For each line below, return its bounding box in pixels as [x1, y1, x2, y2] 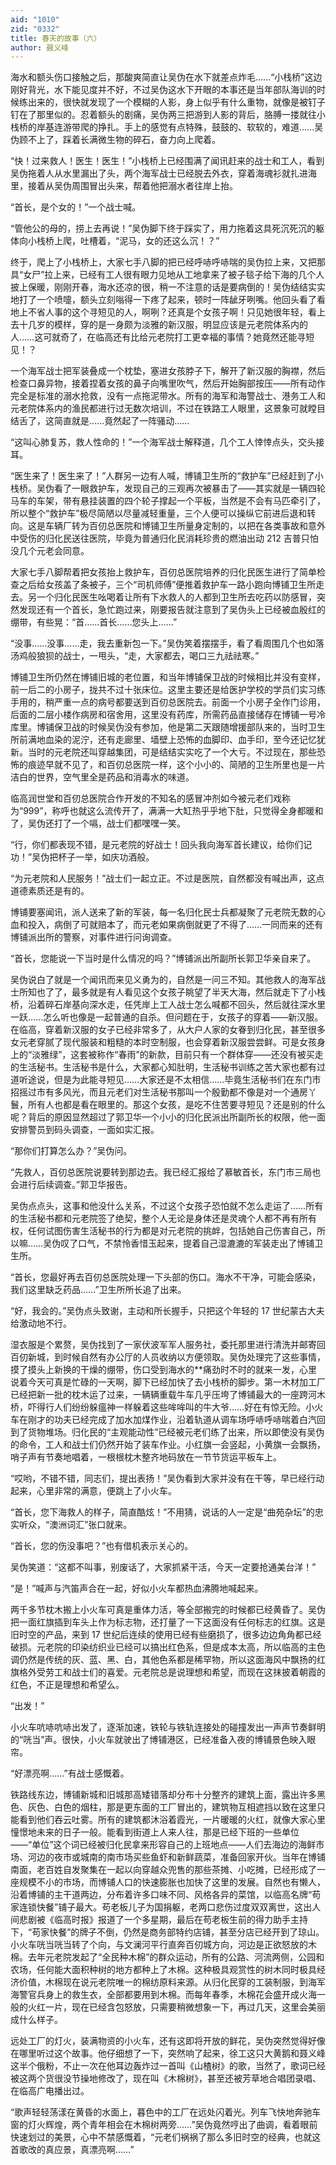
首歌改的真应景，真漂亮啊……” [10, 2144, 135, 2156]
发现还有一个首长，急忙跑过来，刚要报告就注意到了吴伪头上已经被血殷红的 [18, 604, 326, 616]
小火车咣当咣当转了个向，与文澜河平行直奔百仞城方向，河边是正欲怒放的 [10, 1939, 308, 1951]
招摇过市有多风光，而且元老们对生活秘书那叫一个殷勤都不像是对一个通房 [10, 1086, 308, 1098]
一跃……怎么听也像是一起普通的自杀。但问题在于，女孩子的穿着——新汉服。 [10, 1011, 324, 1023]
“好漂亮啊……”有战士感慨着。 [10, 1767, 130, 1780]
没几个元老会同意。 [10, 545, 90, 557]
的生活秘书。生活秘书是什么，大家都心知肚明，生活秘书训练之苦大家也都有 [10, 1061, 317, 1073]
